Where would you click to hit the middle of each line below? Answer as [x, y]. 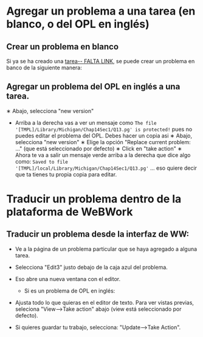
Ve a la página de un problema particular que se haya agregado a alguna [106, 249]
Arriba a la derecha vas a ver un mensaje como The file [86, 122]
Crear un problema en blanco [63, 47]
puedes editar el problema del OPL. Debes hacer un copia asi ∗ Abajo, [104, 136]
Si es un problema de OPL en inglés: [70, 291]
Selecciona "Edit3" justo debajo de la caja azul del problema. [91, 267]
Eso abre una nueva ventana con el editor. [67, 279]
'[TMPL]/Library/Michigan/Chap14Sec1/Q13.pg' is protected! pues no [104, 129]
